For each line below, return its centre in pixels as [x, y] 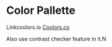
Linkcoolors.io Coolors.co [38, 27]
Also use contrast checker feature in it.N [56, 39]
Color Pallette [41, 11]
